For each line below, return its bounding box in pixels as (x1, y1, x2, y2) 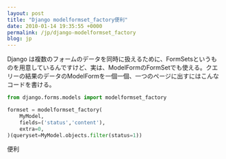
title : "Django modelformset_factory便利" (7, 16, 128, 23)
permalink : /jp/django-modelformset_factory (7, 29, 136, 36)
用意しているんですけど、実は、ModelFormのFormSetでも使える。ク (18, 63, 212, 72)
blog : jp (7, 35, 32, 42)
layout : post (7, 10, 45, 17)
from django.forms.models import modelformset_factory (7, 94, 167, 101)
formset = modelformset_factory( (7, 106, 103, 113)
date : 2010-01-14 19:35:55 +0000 (7, 23, 103, 29)
